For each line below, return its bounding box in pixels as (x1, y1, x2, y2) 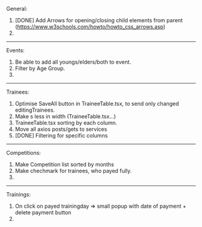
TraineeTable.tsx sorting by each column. (14, 120, 117, 126)
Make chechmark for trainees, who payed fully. (14, 168, 132, 174)
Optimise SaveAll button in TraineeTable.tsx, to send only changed (14, 100, 179, 107)
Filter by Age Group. (14, 65, 66, 71)
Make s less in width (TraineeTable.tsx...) (14, 113, 116, 120)
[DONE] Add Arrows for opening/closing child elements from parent (14, 17, 183, 23)
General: (6, 5, 28, 12)
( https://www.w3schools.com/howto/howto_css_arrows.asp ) (14, 23, 166, 30)
